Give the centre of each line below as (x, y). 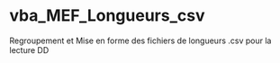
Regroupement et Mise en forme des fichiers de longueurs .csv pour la (140, 40)
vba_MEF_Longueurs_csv (107, 16)
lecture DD (29, 49)
